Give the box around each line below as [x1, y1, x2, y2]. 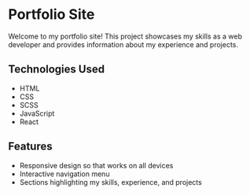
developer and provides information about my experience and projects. [8, 39, 238, 49]
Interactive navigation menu [19, 169, 110, 178]
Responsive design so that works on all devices [19, 160, 174, 170]
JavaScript [19, 109, 55, 118]
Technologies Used [8, 63, 105, 76]
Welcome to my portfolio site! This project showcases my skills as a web [8, 31, 242, 41]
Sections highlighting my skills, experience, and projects [19, 177, 202, 186]
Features [8, 140, 53, 153]
